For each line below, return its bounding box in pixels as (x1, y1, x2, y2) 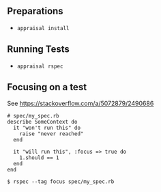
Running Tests (7, 44, 70, 55)
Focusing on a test (7, 81, 87, 93)
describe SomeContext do (7, 119, 78, 126)
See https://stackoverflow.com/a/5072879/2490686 (7, 99, 154, 108)
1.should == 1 (19, 154, 59, 161)
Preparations (7, 5, 63, 17)
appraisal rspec (16, 63, 63, 70)
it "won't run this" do (13, 124, 80, 132)
